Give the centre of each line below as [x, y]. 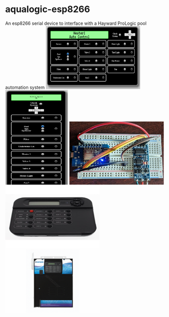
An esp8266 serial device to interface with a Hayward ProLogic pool [76, 23]
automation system [25, 87]
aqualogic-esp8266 [48, 9]
